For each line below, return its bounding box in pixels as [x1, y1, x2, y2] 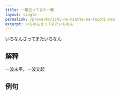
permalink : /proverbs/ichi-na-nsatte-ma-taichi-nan [5, 17, 115, 22]
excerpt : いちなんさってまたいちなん [5, 21, 73, 27]
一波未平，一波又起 [5, 66, 45, 72]
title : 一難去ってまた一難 [5, 7, 54, 13]
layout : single [5, 12, 37, 17]
